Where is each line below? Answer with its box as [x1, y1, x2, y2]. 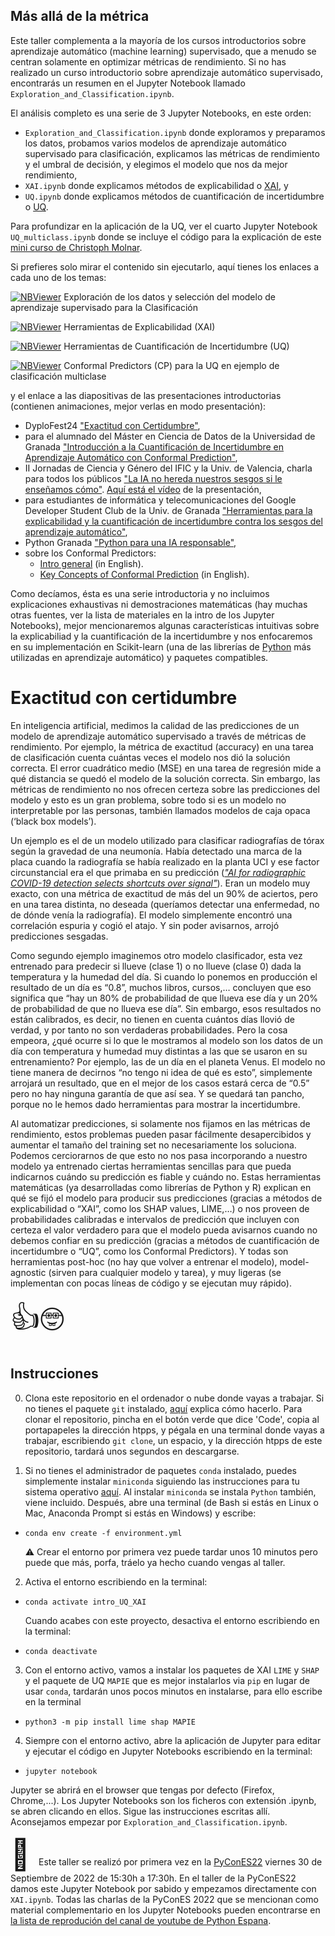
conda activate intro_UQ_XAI [24, 1597, 147, 1607]
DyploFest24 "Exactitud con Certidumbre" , [24, 419, 201, 431]
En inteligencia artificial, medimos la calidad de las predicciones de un [10, 719, 300, 731]
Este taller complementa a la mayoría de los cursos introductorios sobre [10, 34, 307, 46]
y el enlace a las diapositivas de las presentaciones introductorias [10, 389, 282, 401]
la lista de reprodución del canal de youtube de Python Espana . [10, 1914, 272, 1926]
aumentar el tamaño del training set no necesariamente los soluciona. [10, 1139, 297, 1151]
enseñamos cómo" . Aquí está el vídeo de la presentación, [24, 483, 262, 495]
